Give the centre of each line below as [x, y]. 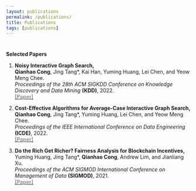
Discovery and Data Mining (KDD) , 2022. [64, 90]
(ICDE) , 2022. [31, 133]
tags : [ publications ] [32, 28]
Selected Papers [27, 54]
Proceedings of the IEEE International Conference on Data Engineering [100, 126]
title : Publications [31, 22]
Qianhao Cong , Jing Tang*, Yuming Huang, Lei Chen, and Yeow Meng [99, 114]
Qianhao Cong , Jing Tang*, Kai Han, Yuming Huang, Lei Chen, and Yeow [102, 72]
